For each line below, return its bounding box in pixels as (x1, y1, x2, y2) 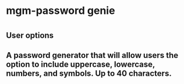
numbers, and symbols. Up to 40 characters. (6, 68, 172, 78)
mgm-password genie (6, 4, 115, 17)
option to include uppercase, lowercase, (6, 59, 155, 69)
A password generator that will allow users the (6, 50, 179, 60)
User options (6, 31, 54, 41)
